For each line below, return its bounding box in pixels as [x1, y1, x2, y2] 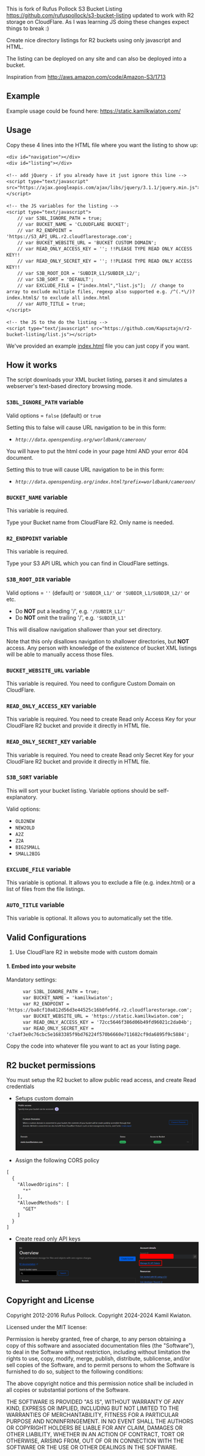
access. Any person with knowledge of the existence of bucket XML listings [6, 644, 197, 651]
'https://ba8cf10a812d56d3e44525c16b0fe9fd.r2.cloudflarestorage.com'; [6, 1007, 192, 1013]
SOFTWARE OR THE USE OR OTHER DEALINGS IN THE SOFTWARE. [6, 1443, 178, 1450]
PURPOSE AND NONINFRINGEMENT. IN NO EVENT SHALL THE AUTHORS [6, 1417, 194, 1425]
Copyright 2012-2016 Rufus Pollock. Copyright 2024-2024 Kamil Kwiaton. [6, 1312, 192, 1319]
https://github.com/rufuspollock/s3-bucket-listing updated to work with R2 [6, 12, 194, 19]
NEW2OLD [15, 825, 35, 831]
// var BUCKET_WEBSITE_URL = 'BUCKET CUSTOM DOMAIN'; [17, 239, 157, 246]
